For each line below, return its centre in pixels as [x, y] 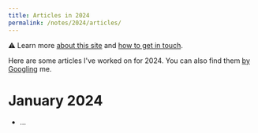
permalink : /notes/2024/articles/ [65, 23]
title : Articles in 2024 [49, 15]
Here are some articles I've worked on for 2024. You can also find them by [129, 61]
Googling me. [30, 68]
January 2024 [56, 100]
